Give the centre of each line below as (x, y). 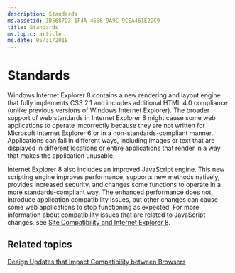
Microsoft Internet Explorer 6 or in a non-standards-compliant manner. (110, 133)
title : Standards (33, 27)
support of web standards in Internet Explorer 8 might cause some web (112, 118)
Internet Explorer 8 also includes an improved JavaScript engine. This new (116, 170)
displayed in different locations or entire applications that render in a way (114, 148)
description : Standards (43, 14)
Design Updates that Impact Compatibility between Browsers (97, 262)
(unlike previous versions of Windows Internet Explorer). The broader (109, 110)
